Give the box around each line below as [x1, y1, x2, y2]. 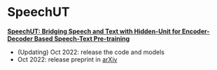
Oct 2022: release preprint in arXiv [17, 55, 118, 63]
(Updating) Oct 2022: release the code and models [17, 48, 164, 56]
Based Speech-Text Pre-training [34, 34, 130, 42]
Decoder [7, 34, 34, 42]
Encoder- [181, 27, 210, 35]
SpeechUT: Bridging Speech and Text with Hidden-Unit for [7, 27, 181, 35]
